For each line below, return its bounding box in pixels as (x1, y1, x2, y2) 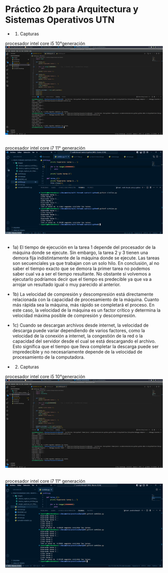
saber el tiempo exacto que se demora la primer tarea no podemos (12, 265, 150, 271)
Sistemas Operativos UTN (5, 14, 115, 26)
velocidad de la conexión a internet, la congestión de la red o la (12, 333, 143, 339)
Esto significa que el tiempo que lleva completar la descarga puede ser (12, 343, 159, 349)
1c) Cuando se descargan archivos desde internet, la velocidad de (12, 322, 149, 328)
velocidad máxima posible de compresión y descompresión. (12, 312, 136, 319)
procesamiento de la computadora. (12, 354, 85, 360)
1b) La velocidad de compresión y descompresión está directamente (12, 291, 153, 297)
